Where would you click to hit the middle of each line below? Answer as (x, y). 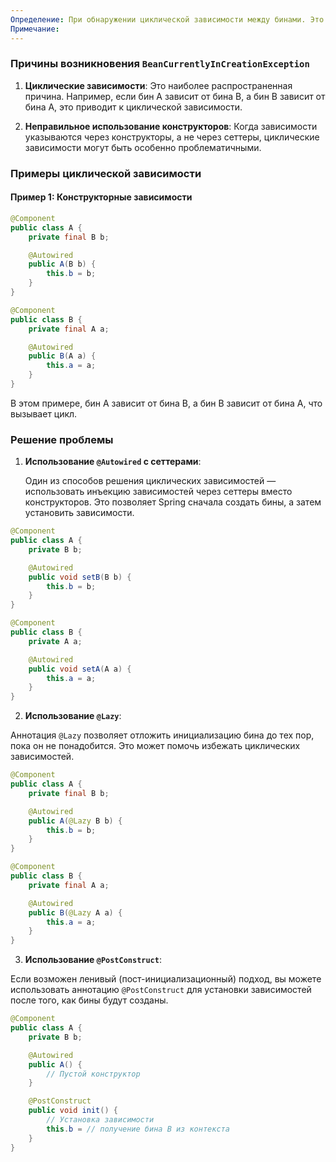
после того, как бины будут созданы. (89, 1000)
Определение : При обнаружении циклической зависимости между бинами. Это (167, 19)
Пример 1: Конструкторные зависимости (101, 197)
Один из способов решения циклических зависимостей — (150, 481)
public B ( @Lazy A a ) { (75, 912)
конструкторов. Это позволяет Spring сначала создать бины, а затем (173, 502)
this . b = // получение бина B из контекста (138, 1129)
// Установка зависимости (100, 1120)
